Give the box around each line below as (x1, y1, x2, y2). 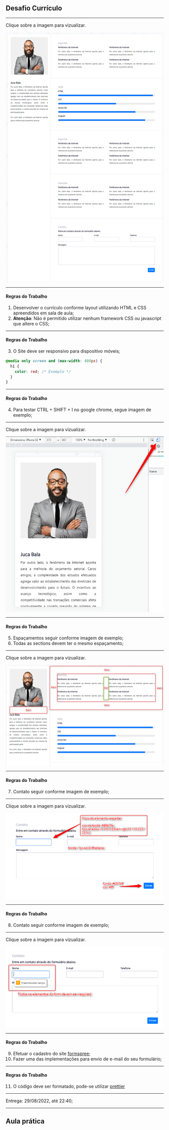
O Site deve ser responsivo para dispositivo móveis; (13, 348, 120, 354)
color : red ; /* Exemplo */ (15, 369, 71, 374)
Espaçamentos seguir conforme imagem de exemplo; (13, 635, 124, 641)
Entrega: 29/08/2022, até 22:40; (6, 1098, 73, 1104)
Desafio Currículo (6, 4, 62, 13)
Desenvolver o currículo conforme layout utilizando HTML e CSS (13, 304, 147, 310)
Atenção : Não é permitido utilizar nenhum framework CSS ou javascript (13, 315, 161, 321)
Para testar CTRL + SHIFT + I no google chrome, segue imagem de (13, 407, 151, 413)
